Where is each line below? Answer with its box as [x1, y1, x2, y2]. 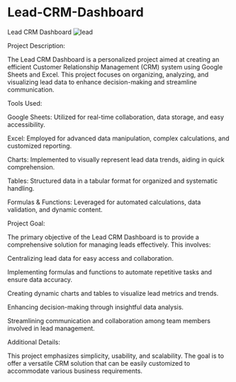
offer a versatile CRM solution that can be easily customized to [7, 359, 191, 367]
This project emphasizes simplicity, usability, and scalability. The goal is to [7, 352, 225, 360]
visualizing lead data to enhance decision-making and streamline [7, 77, 197, 86]
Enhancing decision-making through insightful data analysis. [7, 303, 184, 311]
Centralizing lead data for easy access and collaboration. [7, 254, 174, 262]
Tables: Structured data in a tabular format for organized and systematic [7, 176, 218, 185]
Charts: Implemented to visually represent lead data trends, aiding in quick [7, 155, 225, 164]
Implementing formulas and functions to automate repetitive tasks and [7, 267, 213, 276]
